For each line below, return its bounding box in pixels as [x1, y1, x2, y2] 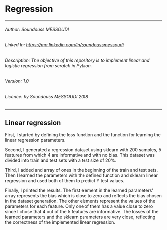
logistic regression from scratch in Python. [5, 62, 92, 68]
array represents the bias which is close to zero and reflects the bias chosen [5, 193, 162, 199]
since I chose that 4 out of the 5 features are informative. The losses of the [5, 209, 159, 215]
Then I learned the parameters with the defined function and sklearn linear [5, 172, 158, 178]
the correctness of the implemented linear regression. [5, 219, 116, 225]
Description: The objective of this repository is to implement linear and [5, 57, 150, 63]
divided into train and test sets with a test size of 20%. [5, 157, 117, 163]
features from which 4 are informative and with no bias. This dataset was [5, 152, 155, 158]
